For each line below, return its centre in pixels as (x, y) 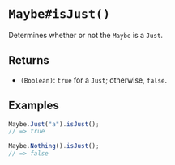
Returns (29, 60)
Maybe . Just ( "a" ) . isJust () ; (54, 124)
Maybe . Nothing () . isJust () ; (54, 146)
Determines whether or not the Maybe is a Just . (86, 35)
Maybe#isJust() (60, 14)
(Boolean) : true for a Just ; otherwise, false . (94, 80)
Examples (34, 106)
